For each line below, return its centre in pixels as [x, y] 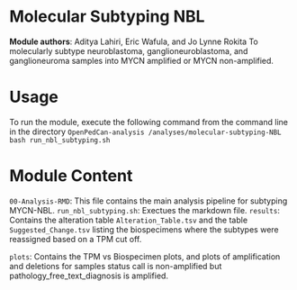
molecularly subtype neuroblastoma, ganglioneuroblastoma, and [129, 50]
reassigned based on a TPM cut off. [76, 239]
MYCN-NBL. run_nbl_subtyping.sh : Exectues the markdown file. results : [145, 210]
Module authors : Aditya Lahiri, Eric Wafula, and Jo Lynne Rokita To [134, 41]
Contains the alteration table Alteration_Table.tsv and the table [129, 220]
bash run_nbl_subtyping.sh [60, 140]
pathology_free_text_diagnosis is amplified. [89, 276]
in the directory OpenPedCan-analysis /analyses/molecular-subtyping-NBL [145, 131]
